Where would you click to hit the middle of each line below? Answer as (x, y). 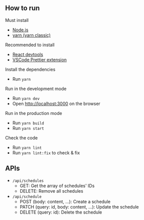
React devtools (28, 54)
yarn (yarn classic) (31, 35)
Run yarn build (28, 123)
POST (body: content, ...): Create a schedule (65, 202)
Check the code (22, 138)
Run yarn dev (26, 98)
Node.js (20, 30)
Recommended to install (30, 45)
